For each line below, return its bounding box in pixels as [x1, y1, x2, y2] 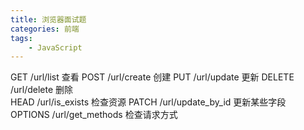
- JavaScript [28, 42, 83, 53]
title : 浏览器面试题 [10, 14, 87, 25]
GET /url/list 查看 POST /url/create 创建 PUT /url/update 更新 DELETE [10, 71, 295, 83]
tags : [10, 33, 33, 43]
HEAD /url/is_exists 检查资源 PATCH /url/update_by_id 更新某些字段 [10, 96, 287, 108]
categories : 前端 [10, 24, 80, 34]
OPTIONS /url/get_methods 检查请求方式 [10, 109, 178, 121]
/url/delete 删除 [10, 84, 74, 96]
